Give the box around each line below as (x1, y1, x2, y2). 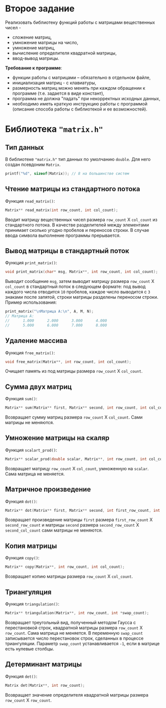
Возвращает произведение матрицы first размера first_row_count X (5, 517, 153, 523)
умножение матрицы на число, (12, 39, 79, 45)
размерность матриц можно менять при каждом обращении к (12, 85, 146, 91)
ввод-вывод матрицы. (12, 55, 59, 61)
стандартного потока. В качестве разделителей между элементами (5, 221, 149, 228)
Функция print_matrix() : (5, 260, 57, 266)
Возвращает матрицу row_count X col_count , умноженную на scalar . (5, 465, 149, 471)
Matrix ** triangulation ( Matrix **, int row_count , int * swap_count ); (5, 610, 149, 615)
